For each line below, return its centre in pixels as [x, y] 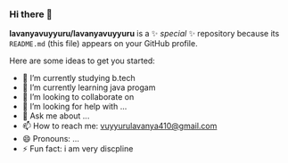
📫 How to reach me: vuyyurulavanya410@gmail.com [119, 126]
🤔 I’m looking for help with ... [74, 107]
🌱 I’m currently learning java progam [89, 87]
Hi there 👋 [31, 14]
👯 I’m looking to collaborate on [78, 97]
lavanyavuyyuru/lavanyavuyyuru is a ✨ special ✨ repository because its [144, 34]
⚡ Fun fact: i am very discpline [78, 149]
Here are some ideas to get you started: [82, 61]
